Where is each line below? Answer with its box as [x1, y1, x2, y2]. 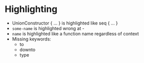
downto [19, 46, 36, 52]
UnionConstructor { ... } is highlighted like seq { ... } [12, 20, 118, 26]
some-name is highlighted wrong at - [12, 25, 85, 31]
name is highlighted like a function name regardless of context [12, 30, 139, 36]
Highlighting [5, 3, 57, 15]
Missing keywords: [12, 36, 51, 42]
